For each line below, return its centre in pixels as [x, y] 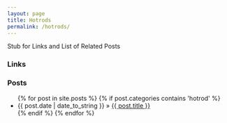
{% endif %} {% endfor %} [56, 113]
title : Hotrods [29, 20]
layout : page [26, 14]
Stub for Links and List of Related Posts [64, 47]
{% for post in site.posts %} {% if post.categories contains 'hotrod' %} [119, 98]
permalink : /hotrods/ [39, 26]
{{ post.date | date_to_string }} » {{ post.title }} [84, 106]
